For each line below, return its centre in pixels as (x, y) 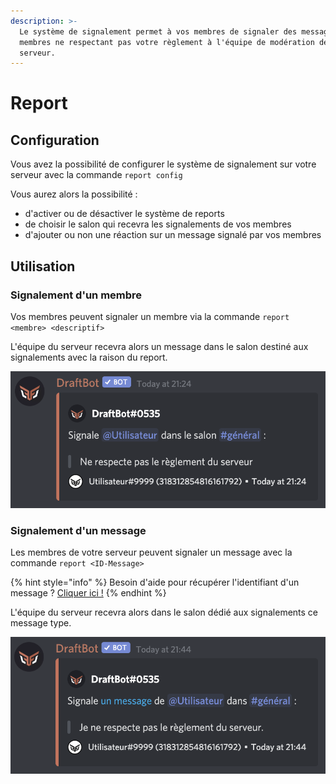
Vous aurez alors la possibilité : (74, 194)
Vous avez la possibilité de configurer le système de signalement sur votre (163, 164)
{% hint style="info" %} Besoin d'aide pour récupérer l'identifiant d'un (155, 582)
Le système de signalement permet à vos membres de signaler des (158, 31)
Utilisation (43, 266)
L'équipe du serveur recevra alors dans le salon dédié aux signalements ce (164, 612)
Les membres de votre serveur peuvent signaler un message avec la (151, 552)
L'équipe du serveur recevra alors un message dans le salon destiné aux (159, 346)
